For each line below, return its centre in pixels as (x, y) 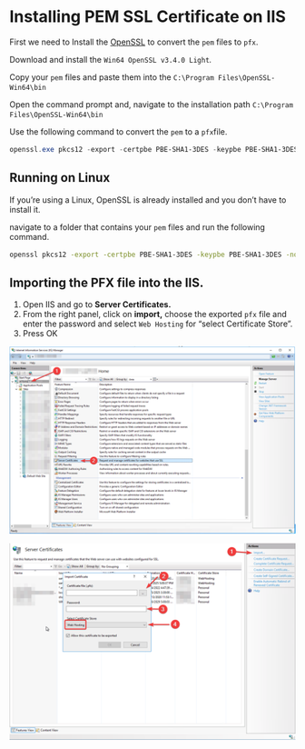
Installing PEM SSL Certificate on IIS (148, 17)
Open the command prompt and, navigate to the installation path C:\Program (151, 104)
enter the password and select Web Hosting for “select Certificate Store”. (157, 324)
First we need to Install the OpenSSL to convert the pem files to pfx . (134, 42)
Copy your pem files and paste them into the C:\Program (112, 77)
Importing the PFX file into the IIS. (107, 282)
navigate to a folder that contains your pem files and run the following (138, 227)
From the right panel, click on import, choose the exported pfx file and (155, 315)
